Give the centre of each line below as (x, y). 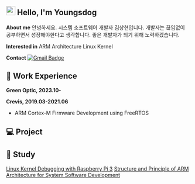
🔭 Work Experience (42, 76)
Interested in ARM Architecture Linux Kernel (59, 46)
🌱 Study (21, 155)
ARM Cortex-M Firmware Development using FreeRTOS (82, 113)
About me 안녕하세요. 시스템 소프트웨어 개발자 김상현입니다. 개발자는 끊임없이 (96, 27)
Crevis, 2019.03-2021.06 (37, 101)
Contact (16, 58)
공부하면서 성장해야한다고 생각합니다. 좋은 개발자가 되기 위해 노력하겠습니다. (93, 34)
